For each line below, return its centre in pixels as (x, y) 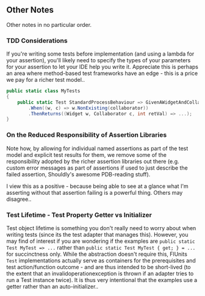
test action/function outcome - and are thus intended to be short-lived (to (99, 267)
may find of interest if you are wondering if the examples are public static (101, 241)
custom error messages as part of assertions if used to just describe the (97, 168)
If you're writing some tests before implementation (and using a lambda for (100, 54)
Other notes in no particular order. (49, 24)
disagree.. (19, 199)
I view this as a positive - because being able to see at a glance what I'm (98, 186)
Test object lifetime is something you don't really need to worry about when (101, 228)
